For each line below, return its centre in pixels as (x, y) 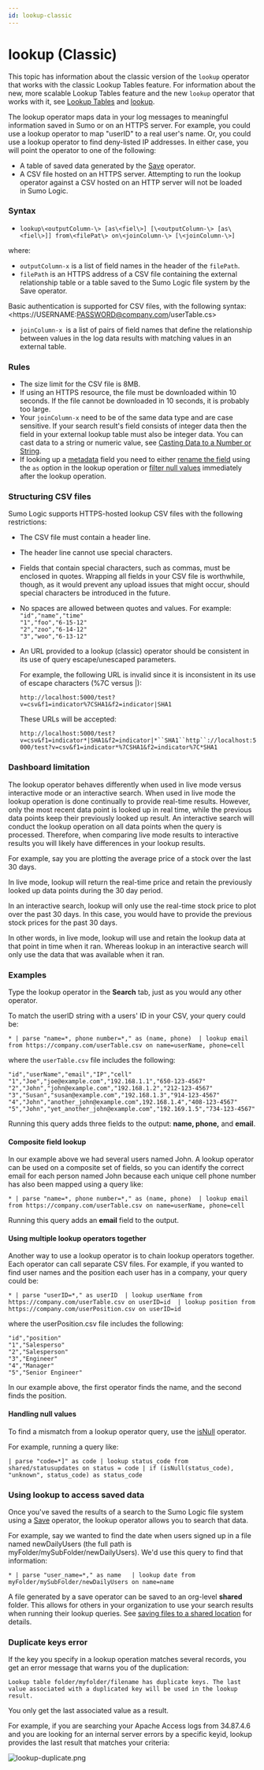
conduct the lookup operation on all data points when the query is (115, 826)
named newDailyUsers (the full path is (70, 1544)
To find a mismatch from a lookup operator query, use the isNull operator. (127, 1431)
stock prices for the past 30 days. (63, 922)
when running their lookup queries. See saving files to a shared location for (130, 1613)
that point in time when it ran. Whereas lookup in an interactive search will (128, 946)
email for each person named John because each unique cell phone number (132, 1176)
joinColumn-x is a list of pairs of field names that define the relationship (136, 330)
